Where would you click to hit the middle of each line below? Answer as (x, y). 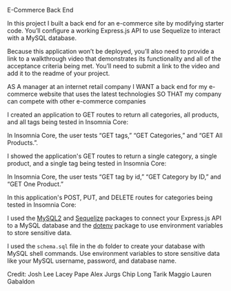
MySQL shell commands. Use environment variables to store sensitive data (114, 253)
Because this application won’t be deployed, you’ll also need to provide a (111, 51)
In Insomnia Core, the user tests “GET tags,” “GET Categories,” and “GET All (115, 135)
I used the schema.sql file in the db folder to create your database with (106, 246)
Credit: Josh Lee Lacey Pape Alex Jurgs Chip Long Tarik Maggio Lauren (109, 274)
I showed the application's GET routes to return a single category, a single (112, 156)
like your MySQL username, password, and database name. (92, 261)
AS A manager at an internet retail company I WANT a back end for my (108, 87)
